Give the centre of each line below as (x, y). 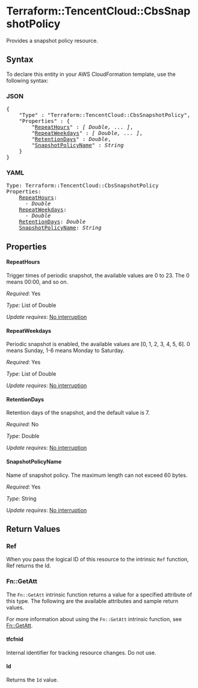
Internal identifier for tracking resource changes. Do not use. (81, 652)
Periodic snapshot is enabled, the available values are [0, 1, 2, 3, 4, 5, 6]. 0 (98, 344)
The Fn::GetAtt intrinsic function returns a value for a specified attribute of (99, 595)
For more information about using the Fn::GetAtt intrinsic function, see (94, 619)
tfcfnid (15, 639)
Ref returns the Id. (29, 566)
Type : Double (23, 436)
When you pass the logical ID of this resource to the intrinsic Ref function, (97, 560)
